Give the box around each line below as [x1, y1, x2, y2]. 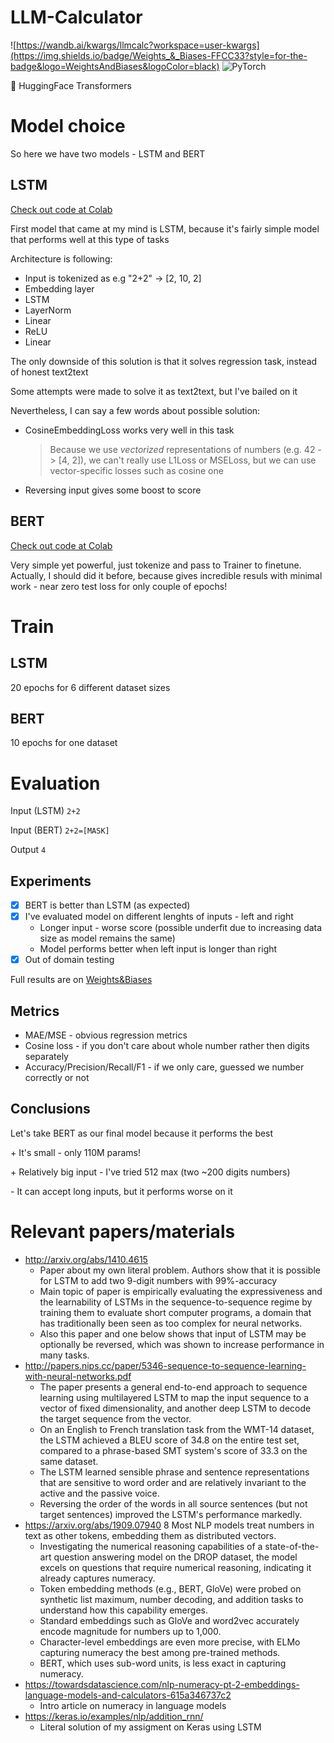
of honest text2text [10, 366, 89, 378]
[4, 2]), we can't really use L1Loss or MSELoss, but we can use [58, 454, 317, 466]
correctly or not [24, 1072, 90, 1084]
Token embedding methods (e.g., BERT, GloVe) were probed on [39, 1582, 302, 1595]
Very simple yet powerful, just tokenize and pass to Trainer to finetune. [10, 559, 302, 571]
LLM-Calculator [10, 6, 143, 29]
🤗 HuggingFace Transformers [10, 79, 132, 91]
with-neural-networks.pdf [24, 1370, 132, 1382]
